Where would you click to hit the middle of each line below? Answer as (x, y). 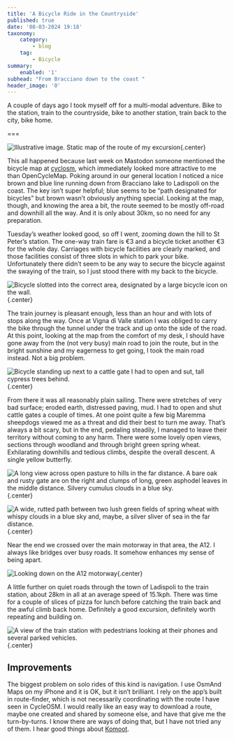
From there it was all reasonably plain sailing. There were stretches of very (115, 400)
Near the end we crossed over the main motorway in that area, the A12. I (111, 545)
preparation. (25, 221)
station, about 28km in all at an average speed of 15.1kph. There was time (112, 595)
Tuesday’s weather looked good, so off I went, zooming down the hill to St (114, 234)
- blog (42, 46)
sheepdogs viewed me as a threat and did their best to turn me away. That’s (116, 423)
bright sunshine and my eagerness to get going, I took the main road (106, 350)
